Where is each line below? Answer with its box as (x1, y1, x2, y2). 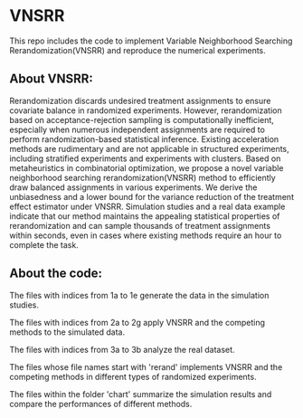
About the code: (9, 266, 102, 281)
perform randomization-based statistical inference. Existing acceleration (9, 133, 279, 145)
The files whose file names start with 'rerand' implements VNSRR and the (9, 361, 283, 372)
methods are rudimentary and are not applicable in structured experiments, (9, 143, 289, 154)
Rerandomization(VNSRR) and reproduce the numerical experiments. (9, 44, 267, 55)
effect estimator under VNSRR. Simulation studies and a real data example (9, 201, 286, 212)
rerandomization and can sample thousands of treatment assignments (9, 220, 271, 231)
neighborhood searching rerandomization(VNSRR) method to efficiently (9, 172, 276, 183)
